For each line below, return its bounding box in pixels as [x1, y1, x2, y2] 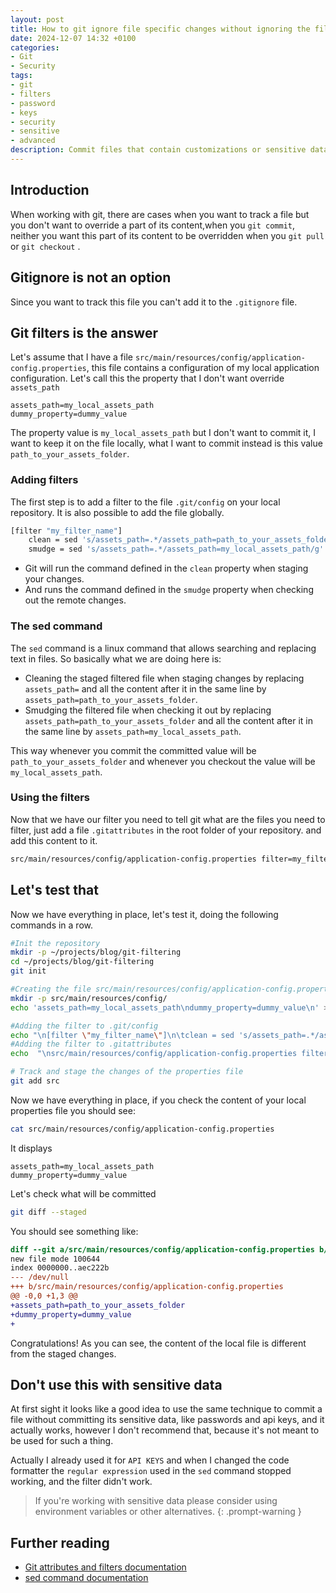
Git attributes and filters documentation [24, 1561, 187, 1573]
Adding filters [10, 473, 79, 487]
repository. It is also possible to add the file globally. [10, 506, 225, 518]
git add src [10, 1076, 60, 1086]
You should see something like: [10, 1225, 139, 1237]
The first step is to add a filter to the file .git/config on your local [10, 496, 281, 508]
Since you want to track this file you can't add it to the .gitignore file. [10, 296, 298, 308]
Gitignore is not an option [10, 269, 172, 286]
